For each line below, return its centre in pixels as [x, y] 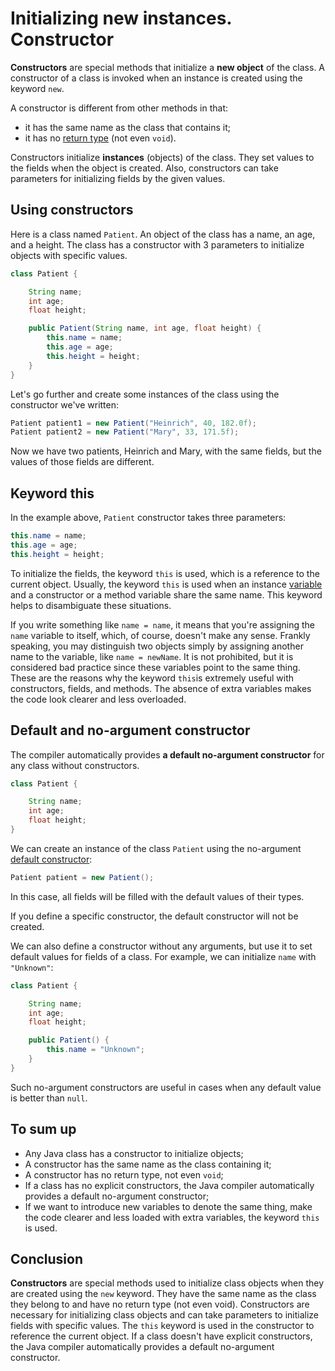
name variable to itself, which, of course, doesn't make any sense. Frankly [160, 635]
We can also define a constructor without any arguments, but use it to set [161, 946]
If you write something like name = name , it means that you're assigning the [162, 624]
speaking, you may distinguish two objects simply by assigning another [157, 646]
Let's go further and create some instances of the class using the [145, 394]
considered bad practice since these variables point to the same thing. [155, 667]
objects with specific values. [69, 255]
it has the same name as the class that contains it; [127, 127]
